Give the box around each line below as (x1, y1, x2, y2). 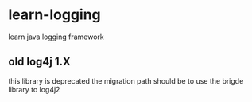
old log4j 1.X (8, 55, 72, 69)
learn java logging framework (8, 32, 105, 41)
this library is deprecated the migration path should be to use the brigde (8, 76, 244, 85)
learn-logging (8, 6, 101, 24)
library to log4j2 (8, 84, 60, 94)
